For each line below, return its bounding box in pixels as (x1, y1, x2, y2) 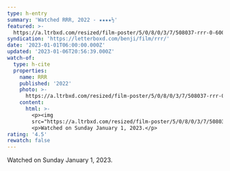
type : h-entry (7, 10, 48, 17)
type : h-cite (13, 61, 51, 68)
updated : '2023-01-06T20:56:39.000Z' (7, 49, 115, 55)
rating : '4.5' (7, 131, 48, 137)
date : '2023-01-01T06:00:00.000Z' (7, 42, 106, 49)
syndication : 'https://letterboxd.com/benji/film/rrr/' (7, 36, 170, 42)
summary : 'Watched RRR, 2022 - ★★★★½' (7, 16, 118, 23)
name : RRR (19, 73, 48, 81)
